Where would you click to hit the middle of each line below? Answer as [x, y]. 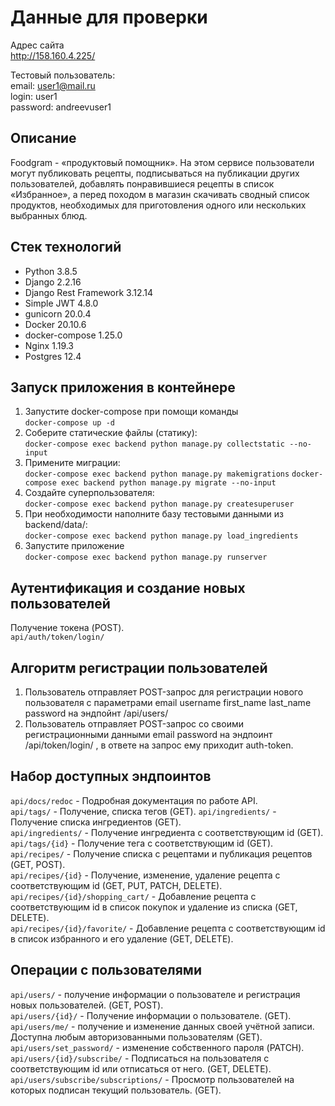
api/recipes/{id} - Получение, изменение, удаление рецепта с [145, 875]
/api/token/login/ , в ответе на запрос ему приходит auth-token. [159, 745]
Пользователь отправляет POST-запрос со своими [134, 724]
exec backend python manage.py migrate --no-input [169, 483]
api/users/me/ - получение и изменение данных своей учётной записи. [162, 1026]
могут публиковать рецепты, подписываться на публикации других [155, 173]
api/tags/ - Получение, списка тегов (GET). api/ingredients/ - [143, 811]
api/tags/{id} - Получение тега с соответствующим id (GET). [142, 843]
